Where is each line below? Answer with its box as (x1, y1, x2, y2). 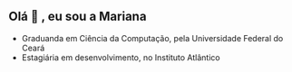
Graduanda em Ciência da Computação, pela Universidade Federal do (21, 32, 284, 43)
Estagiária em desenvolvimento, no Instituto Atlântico (21, 51, 220, 63)
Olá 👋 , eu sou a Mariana (8, 9, 147, 24)
